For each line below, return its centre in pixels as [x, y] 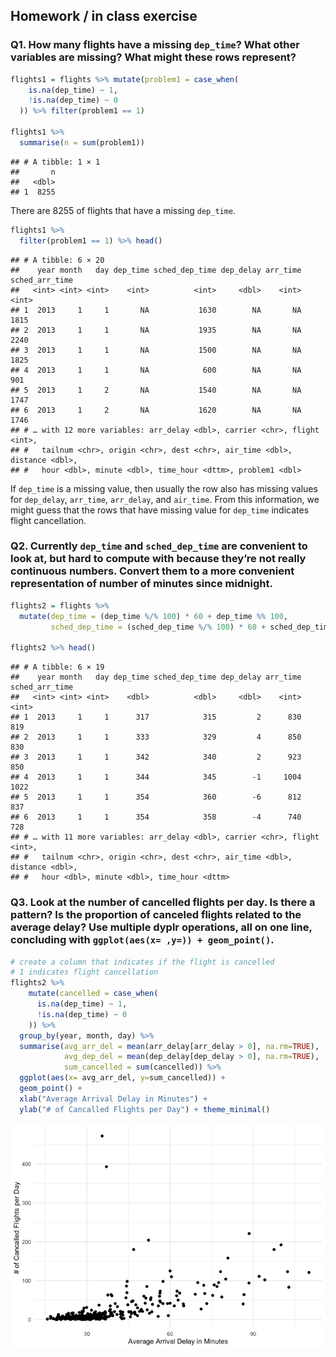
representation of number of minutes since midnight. [141, 584]
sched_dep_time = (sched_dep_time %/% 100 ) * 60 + [158, 627]
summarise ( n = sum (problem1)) [82, 142]
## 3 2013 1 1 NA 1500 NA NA [156, 350]
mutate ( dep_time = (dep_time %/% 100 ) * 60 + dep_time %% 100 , [154, 616]
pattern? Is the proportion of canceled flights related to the [156, 915]
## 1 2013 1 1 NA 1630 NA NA [156, 310]
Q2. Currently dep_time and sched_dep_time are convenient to [159, 546]
